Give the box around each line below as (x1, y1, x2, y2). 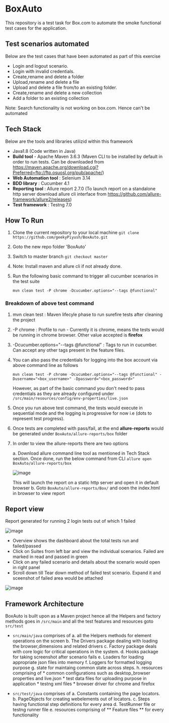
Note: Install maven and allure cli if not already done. (12, 263, 122, 269)
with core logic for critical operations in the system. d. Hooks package (12, 649, 159, 655)
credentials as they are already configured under (12, 391, 115, 397)
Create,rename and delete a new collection (12, 89, 102, 96)
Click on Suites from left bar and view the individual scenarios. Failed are (12, 548, 164, 554)
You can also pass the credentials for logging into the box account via (12, 357, 158, 363)
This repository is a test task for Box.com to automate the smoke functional (5, 20, 161, 26)
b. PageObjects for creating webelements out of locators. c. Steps (12, 696, 150, 702)
